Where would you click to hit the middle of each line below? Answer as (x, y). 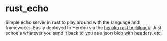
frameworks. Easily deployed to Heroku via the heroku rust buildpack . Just (83, 27)
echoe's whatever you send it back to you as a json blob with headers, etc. (84, 33)
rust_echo (27, 9)
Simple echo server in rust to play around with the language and (73, 22)
